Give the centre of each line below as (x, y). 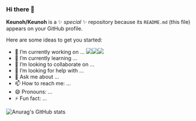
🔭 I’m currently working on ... (49, 52)
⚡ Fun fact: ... (31, 98)
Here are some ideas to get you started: (54, 40)
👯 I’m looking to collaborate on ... (54, 64)
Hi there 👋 (21, 9)
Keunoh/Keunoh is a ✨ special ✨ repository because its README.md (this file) (98, 22)
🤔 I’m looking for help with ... (49, 71)
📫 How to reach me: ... (43, 84)
